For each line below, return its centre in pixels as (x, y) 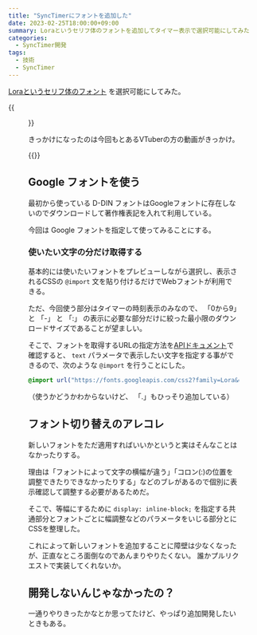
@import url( (50, 380)
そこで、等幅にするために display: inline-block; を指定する (128, 508)
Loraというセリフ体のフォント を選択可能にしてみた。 (97, 91)
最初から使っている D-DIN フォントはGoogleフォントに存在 (125, 203)
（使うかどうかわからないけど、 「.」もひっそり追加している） (131, 396)
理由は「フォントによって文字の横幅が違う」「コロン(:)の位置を (131, 471)
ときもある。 (49, 624)
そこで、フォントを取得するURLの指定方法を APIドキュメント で (131, 345)
